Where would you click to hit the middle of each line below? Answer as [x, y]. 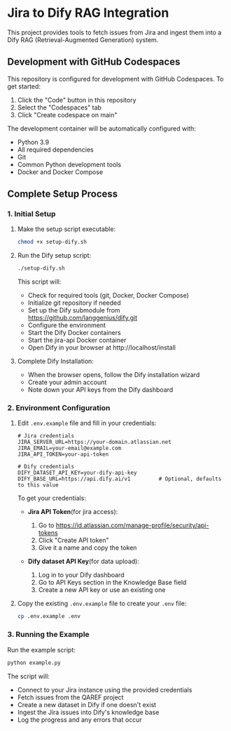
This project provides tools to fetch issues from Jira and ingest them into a [114, 32]
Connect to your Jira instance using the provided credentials [105, 690]
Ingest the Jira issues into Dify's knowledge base [88, 712]
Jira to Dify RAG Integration [88, 13]
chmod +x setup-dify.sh [52, 242]
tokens [48, 533]
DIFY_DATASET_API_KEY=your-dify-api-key [77, 473]
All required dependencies [56, 150]
